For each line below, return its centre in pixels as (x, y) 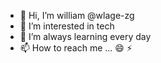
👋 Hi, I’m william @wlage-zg (77, 15)
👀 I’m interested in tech (67, 26)
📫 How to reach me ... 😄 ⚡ (76, 48)
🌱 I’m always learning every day (85, 36)
